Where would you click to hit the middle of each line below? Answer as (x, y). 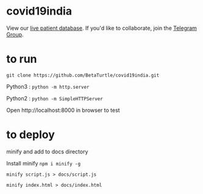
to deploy (30, 135)
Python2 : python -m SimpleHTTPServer (55, 98)
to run (22, 59)
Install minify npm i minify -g (44, 163)
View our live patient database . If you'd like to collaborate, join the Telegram (101, 28)
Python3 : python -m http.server (48, 86)
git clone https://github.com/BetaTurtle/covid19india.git (83, 75)
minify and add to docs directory (47, 151)
